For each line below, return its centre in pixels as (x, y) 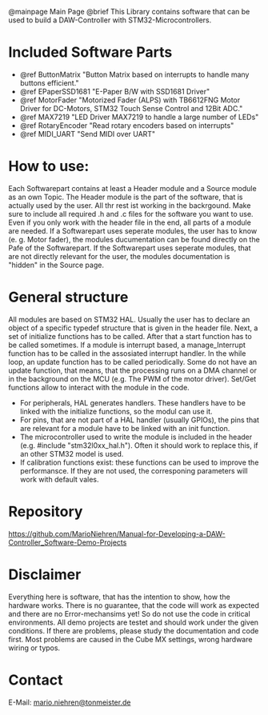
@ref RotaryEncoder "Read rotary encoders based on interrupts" (127, 125)
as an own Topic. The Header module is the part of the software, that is (126, 197)
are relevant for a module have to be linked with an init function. (125, 428)
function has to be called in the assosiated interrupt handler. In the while (127, 353)
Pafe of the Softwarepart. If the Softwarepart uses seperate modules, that (130, 248)
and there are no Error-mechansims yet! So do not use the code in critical (129, 613)
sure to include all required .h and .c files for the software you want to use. (131, 214)
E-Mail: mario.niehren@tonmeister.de (70, 702)
